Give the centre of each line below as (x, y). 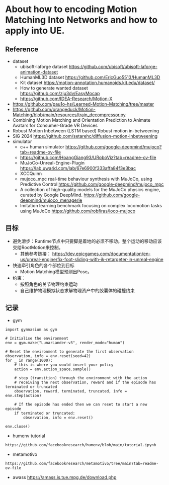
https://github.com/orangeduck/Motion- (54, 109)
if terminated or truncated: (45, 413)
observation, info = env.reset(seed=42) (48, 356)
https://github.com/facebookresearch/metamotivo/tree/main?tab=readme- (82, 463)
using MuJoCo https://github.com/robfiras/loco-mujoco (78, 211)
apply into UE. (35, 31)
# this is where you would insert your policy (64, 365)
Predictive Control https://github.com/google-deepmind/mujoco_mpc (92, 184)
